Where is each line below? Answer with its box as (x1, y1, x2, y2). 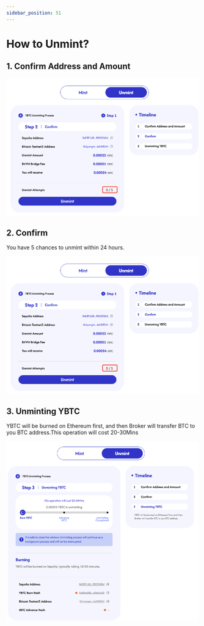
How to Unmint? (6, 37, 90, 51)
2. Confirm (6, 228, 48, 238)
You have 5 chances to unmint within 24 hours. (6, 244, 125, 251)
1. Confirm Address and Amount (6, 61, 131, 72)
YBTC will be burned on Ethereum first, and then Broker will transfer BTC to (6, 422, 195, 430)
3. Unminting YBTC (6, 406, 81, 416)
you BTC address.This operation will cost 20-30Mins (6, 429, 139, 436)
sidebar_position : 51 (6, 10, 62, 16)
